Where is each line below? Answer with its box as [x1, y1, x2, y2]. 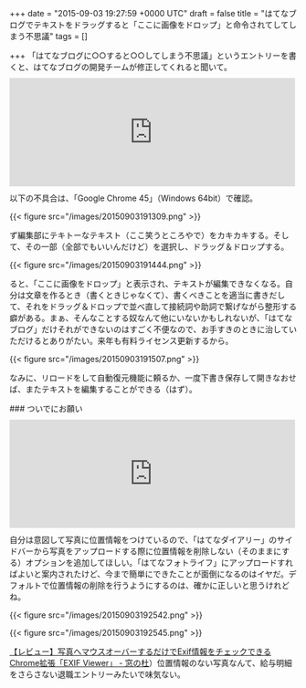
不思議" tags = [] [25, 31, 89, 41]
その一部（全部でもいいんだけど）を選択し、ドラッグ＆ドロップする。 [25, 241, 290, 252]
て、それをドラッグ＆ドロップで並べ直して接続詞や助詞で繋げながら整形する [9, 301, 297, 312]
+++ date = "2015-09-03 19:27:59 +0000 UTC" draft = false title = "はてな [9, 8, 290, 18]
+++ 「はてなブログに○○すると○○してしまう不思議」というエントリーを [9, 50, 290, 61]
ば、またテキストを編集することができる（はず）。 [9, 384, 198, 394]
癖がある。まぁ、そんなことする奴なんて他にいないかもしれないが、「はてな [9, 313, 293, 323]
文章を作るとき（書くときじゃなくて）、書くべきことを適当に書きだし [25, 290, 286, 300]
